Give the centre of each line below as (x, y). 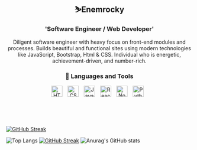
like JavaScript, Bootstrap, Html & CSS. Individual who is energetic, (99, 54)
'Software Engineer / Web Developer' (99, 29)
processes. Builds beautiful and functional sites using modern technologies (99, 48)
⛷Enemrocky (99, 10)
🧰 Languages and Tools (99, 76)
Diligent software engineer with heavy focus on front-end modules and (99, 42)
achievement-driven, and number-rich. (99, 61)
